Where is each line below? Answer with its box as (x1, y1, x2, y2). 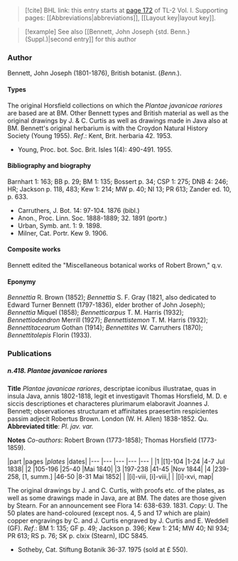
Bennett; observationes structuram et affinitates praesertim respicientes (7, 407, 219, 415)
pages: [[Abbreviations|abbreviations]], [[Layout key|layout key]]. (24, 14, 217, 22)
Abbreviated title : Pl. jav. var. (7, 422, 94, 430)
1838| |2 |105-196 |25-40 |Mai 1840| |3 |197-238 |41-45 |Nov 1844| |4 (7, 465, 211, 473)
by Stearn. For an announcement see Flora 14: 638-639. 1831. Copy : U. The (7, 501, 228, 510)
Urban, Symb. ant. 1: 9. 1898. (17, 221, 102, 230)
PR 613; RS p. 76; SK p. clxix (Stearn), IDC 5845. (7, 532, 148, 540)
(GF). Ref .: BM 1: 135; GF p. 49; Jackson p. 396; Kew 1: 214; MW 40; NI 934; (7, 524, 229, 533)
